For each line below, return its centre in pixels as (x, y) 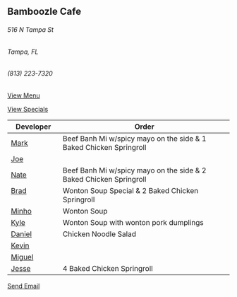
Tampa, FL (23, 52)
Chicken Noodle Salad (99, 234)
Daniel (22, 234)
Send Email (24, 286)
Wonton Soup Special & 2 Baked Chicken (130, 190)
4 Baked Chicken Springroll (108, 268)
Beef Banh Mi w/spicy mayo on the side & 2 (134, 170)
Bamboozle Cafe (44, 12)
